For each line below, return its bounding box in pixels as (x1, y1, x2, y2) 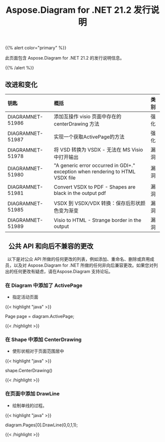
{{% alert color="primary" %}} (5, 45, 67, 51)
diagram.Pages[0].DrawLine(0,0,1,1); (5, 422, 78, 428)
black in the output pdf (54, 190, 107, 196)
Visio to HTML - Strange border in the (54, 217, 141, 223)
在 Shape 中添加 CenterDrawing (5, 336, 82, 343)
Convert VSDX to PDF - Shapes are (54, 184, 136, 190)
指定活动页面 (12, 294, 38, 300)
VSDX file (54, 174, 76, 181)
